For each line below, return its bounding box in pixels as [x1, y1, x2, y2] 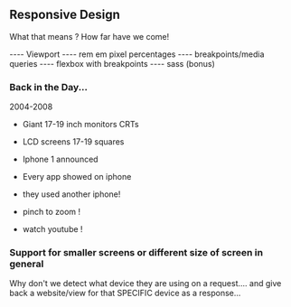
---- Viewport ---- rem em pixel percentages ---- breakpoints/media [9, 49, 265, 60]
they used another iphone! [22, 189, 121, 200]
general [9, 257, 44, 270]
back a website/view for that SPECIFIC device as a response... [9, 288, 241, 299]
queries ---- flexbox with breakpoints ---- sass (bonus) [9, 58, 215, 69]
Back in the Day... [9, 80, 89, 93]
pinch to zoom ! [22, 207, 81, 218]
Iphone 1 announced [22, 153, 99, 165]
